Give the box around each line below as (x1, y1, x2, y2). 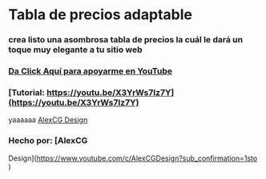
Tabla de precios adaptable (8, 6, 192, 24)
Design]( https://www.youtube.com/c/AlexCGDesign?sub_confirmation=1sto (8, 153, 258, 163)
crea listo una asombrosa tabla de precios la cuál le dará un (8, 34, 243, 46)
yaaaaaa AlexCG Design (8, 115, 88, 125)
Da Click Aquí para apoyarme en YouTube (8, 66, 172, 77)
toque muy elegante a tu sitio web (8, 44, 143, 55)
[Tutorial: (8, 86, 46, 97)
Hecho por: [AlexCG (8, 135, 88, 146)
